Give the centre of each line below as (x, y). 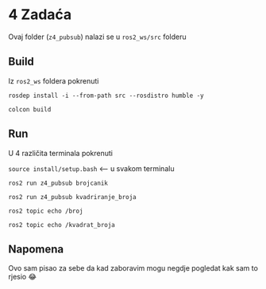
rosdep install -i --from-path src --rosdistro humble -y (106, 96)
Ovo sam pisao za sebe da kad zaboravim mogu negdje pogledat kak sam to (133, 268)
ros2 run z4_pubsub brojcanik (58, 183)
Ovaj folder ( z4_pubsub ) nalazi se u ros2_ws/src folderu (97, 37)
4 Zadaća (40, 15)
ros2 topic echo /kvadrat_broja (62, 225)
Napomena (36, 249)
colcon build (30, 109)
